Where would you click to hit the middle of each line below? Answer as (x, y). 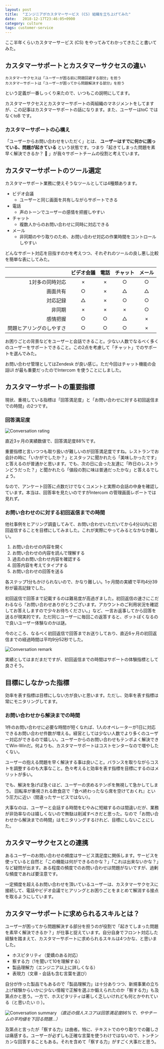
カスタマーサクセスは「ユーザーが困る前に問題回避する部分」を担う (63, 78)
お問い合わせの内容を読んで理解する (49, 553)
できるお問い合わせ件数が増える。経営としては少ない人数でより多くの (75, 733)
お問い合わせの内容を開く (38, 547)
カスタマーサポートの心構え (38, 130)
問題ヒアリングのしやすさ (37, 328)
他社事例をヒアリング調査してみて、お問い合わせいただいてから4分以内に (79, 524)
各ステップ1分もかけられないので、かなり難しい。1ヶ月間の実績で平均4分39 (81, 582)
